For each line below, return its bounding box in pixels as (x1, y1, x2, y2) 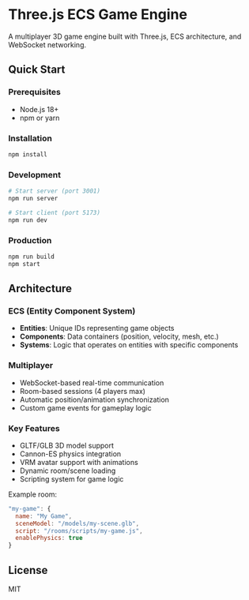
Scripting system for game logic (19, 474, 124, 483)
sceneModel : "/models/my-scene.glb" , (15, 519, 140, 527)
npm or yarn (19, 113, 60, 122)
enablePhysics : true (15, 534, 83, 542)
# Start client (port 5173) (8, 208, 101, 216)
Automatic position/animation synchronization (19, 395, 170, 404)
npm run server (8, 194, 58, 202)
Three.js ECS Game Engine (8, 6, 188, 24)
